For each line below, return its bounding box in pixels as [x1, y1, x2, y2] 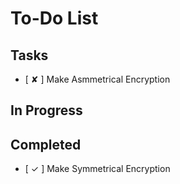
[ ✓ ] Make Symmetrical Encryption [24, 163, 171, 175]
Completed [10, 136, 82, 153]
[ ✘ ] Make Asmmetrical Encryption [24, 73, 171, 85]
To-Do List [10, 7, 99, 30]
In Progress [10, 102, 83, 119]
